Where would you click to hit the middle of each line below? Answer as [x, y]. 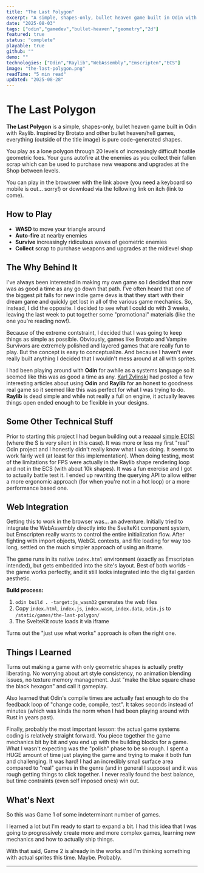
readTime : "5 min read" [36, 74]
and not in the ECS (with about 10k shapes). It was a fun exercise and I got [99, 468]
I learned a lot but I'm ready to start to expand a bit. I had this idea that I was [102, 826]
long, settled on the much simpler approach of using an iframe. [85, 547]
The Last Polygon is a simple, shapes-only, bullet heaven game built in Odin [102, 127]
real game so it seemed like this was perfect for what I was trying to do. [96, 389]
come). [15, 196]
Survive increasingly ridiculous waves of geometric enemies [91, 242]
